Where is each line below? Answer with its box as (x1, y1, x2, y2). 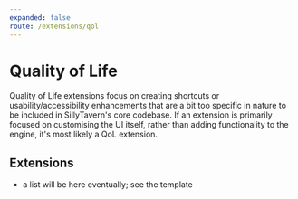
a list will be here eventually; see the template (22, 179, 193, 190)
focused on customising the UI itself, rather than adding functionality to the (9, 119, 289, 130)
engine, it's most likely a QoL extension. (9, 128, 159, 140)
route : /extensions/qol (9, 22, 100, 31)
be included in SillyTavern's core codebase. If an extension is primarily (9, 109, 274, 120)
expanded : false (9, 13, 71, 23)
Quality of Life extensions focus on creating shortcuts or (9, 90, 220, 101)
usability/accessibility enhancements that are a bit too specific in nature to (9, 100, 287, 111)
